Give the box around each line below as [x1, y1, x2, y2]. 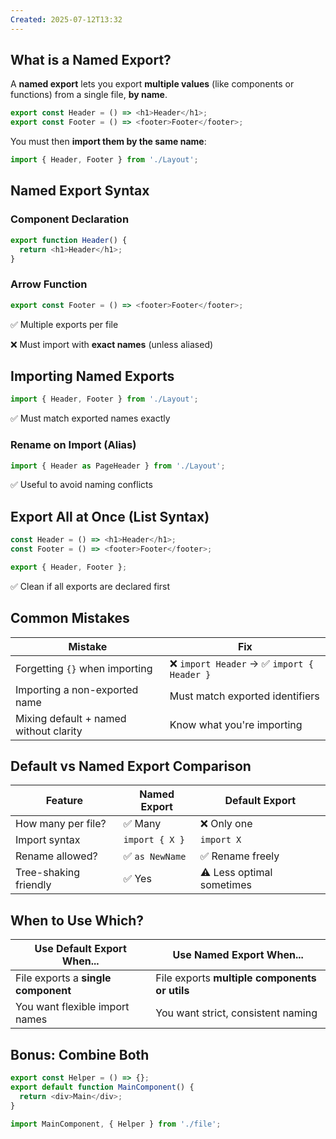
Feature [45, 794, 84, 808]
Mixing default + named [15, 711, 127, 725]
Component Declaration [10, 212, 130, 226]
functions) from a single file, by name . [10, 89, 168, 101]
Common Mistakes [10, 610, 130, 627]
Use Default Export [34, 942, 127, 956]
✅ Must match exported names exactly [10, 412, 171, 425]
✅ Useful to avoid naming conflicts [10, 479, 153, 491]
